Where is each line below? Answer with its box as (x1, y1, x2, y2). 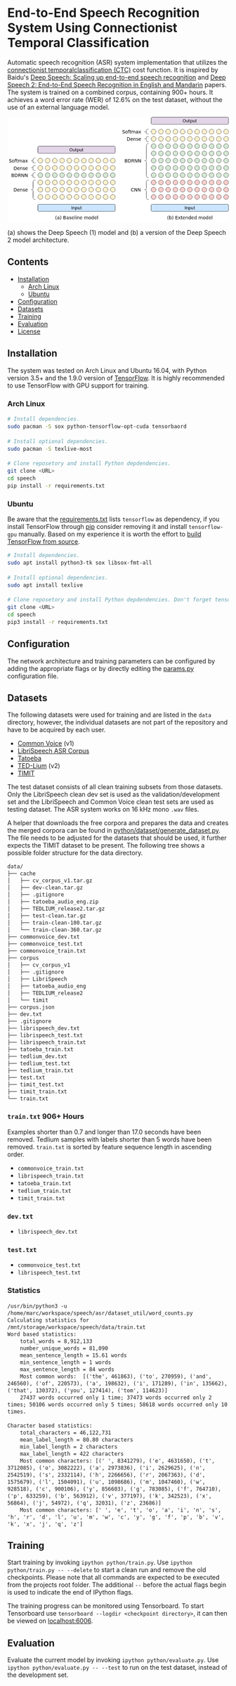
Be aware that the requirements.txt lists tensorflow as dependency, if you (7, 515, 220, 523)
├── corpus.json (7, 1004, 55, 1011)
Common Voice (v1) (17, 739, 75, 748)
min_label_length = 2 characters (20, 1443, 118, 1450)
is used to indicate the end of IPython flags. (7, 1588, 133, 1597)
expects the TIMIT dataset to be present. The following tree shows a (7, 841, 205, 850)
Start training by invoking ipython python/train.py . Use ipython (7, 1558, 193, 1566)
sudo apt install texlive (7, 582, 83, 589)
